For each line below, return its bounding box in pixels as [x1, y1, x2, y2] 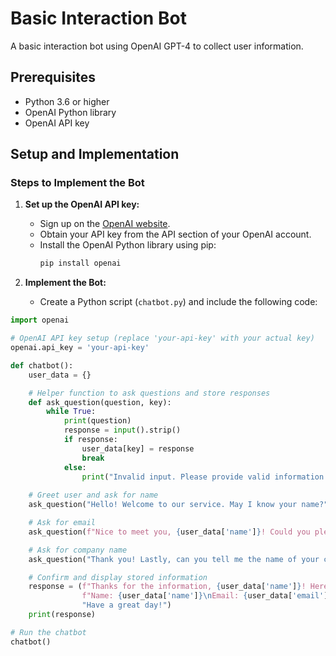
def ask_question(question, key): [28, 397, 172, 407]
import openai [10, 315, 70, 326]
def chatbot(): [10, 360, 74, 371]
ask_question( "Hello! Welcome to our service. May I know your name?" [28, 500, 329, 510]
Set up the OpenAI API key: [24, 198, 140, 211]
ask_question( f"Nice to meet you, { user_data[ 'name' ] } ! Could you [28, 527, 311, 537]
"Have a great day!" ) [81, 600, 172, 611]
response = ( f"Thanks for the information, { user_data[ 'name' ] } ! [28, 582, 307, 592]
